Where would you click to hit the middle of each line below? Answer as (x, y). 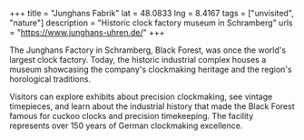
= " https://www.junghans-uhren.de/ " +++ (87, 32)
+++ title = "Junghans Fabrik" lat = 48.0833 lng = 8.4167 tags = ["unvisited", (152, 13)
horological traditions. (50, 79)
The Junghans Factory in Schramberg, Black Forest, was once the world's (148, 50)
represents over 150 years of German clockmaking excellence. (126, 125)
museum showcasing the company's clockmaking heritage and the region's (151, 69)
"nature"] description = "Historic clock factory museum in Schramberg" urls (151, 23)
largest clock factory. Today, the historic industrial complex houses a (138, 60)
